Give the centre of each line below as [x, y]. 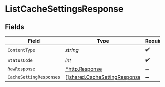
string [72, 50]
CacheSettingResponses [34, 77]
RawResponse [22, 69]
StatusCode [20, 60]
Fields [15, 27]
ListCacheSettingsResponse [64, 9]
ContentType [22, 50]
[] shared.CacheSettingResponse [103, 77]
